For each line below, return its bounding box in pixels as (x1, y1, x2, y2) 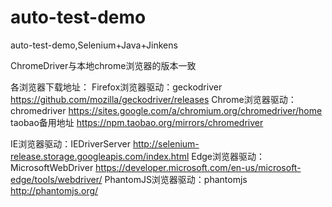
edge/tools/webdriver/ (10, 173, 103, 185)
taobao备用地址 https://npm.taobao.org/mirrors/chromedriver (10, 116, 264, 128)
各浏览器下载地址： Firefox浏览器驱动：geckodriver (10, 81, 223, 93)
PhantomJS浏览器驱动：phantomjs (104, 173, 248, 185)
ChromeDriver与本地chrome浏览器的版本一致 (10, 59, 197, 71)
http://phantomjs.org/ (10, 184, 99, 196)
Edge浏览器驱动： (191, 150, 266, 162)
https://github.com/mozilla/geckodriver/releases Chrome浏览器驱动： (10, 93, 297, 105)
